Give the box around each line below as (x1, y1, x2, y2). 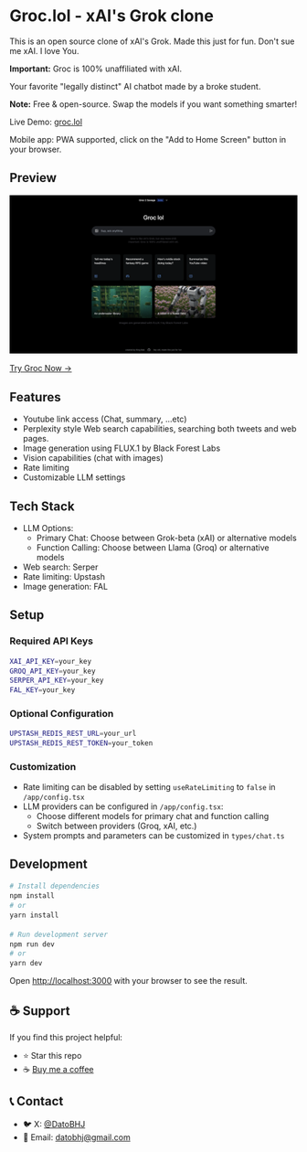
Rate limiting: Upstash (22, 571, 105, 581)
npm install (9, 891, 55, 901)
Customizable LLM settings (22, 472, 126, 483)
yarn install (9, 911, 59, 920)
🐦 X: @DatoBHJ (22, 1118, 86, 1129)
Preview (9, 170, 58, 186)
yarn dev (9, 959, 43, 968)
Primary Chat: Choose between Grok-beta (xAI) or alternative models (36, 532, 297, 543)
